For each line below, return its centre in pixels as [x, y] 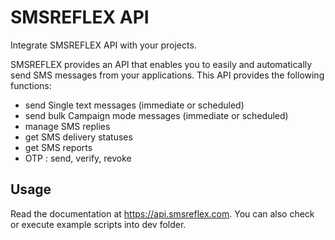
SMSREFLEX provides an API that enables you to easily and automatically [161, 64]
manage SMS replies [67, 126]
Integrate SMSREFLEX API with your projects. [103, 45]
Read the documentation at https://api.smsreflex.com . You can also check [162, 213]
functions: [31, 85]
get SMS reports [58, 147]
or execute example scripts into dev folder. [98, 224]
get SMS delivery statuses [78, 137]
